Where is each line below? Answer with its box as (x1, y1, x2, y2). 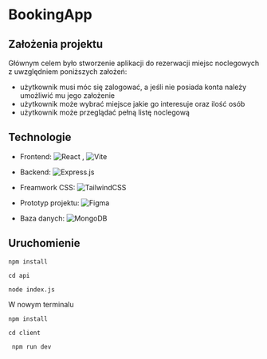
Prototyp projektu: (19, 197, 80, 208)
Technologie (8, 131, 72, 144)
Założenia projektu (8, 37, 104, 51)
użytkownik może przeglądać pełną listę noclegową (19, 107, 190, 117)
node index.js (8, 285, 56, 294)
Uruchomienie (8, 236, 80, 250)
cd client (8, 329, 41, 337)
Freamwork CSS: (19, 182, 76, 192)
